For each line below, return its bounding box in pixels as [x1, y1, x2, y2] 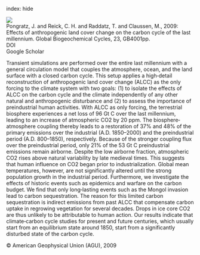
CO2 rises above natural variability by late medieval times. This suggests [6, 154, 185, 161]
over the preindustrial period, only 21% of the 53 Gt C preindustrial [6, 142, 170, 148]
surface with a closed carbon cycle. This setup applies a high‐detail [6, 72, 173, 79]
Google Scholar [6, 48, 45, 55]
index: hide [6, 5, 34, 12]
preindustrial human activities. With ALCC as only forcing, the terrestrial [6, 104, 183, 111]
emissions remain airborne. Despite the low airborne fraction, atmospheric [6, 148, 189, 155]
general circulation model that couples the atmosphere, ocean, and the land [6, 66, 193, 73]
